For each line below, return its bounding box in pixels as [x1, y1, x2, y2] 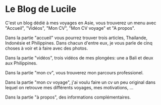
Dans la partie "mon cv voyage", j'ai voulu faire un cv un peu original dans [5, 79, 156, 85]
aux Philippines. [5, 60, 38, 66]
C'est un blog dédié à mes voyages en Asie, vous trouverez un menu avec [5, 20, 157, 26]
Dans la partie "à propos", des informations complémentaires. [5, 94, 131, 100]
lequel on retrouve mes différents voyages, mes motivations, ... [5, 84, 134, 90]
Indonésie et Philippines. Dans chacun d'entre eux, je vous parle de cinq [5, 40, 153, 46]
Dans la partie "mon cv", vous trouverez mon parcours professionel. [5, 69, 144, 75]
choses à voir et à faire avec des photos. [5, 45, 88, 51]
